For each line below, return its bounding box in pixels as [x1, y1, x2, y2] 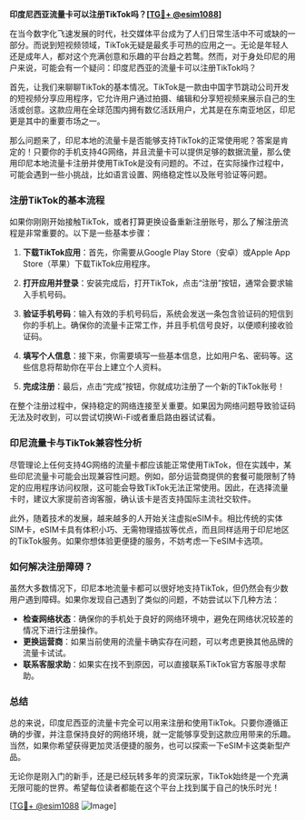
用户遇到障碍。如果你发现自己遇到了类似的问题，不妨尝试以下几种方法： [9, 594, 280, 605]
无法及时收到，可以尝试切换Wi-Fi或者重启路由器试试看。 [9, 412, 221, 423]
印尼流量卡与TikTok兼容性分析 [9, 436, 143, 449]
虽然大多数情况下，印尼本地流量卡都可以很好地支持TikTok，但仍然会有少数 [9, 582, 289, 594]
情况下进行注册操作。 [22, 625, 103, 635]
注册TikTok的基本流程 [9, 194, 105, 206]
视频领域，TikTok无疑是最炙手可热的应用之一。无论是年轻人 [64, 40, 289, 50]
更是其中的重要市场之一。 [9, 115, 105, 126]
